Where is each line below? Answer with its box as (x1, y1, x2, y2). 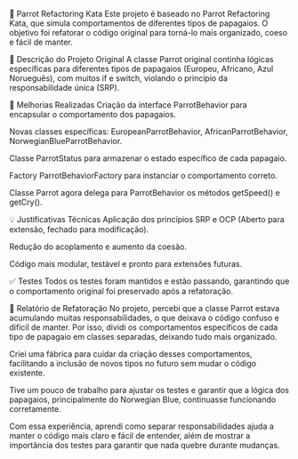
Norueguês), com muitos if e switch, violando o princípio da (9, 73, 229, 84)
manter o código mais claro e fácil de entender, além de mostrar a (9, 431, 251, 440)
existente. (9, 367, 45, 378)
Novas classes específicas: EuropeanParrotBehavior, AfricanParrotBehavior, (9, 126, 289, 137)
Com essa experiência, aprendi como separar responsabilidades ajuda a (9, 421, 274, 431)
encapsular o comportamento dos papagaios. (9, 109, 176, 119)
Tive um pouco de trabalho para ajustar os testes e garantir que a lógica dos (9, 385, 289, 395)
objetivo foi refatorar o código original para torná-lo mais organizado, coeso (9, 28, 287, 37)
